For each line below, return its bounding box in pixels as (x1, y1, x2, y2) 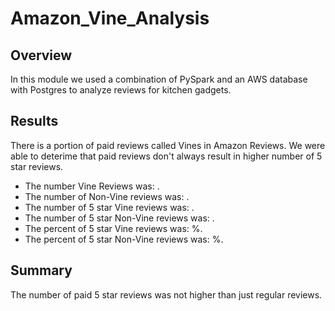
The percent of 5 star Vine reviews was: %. (24, 222, 203, 234)
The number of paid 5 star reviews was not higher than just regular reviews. (10, 288, 323, 301)
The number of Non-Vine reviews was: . (24, 190, 190, 202)
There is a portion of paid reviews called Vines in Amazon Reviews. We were (10, 139, 326, 151)
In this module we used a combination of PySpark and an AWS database (10, 73, 308, 85)
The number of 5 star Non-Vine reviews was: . (24, 212, 215, 224)
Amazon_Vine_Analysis (10, 7, 210, 30)
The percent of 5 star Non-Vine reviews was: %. (24, 233, 224, 245)
